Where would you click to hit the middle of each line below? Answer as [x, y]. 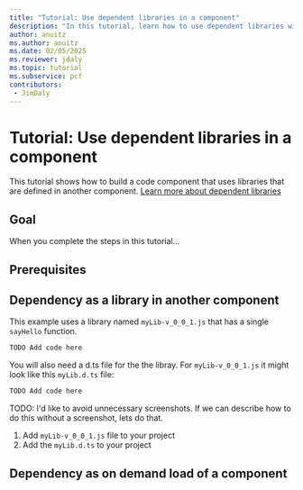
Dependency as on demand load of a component [148, 473]
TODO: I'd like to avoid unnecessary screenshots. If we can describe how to [150, 408]
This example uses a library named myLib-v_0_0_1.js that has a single [139, 322]
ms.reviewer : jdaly [46, 59]
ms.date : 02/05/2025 [48, 51]
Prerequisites [48, 270]
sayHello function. [43, 331]
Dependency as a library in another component [144, 300]
